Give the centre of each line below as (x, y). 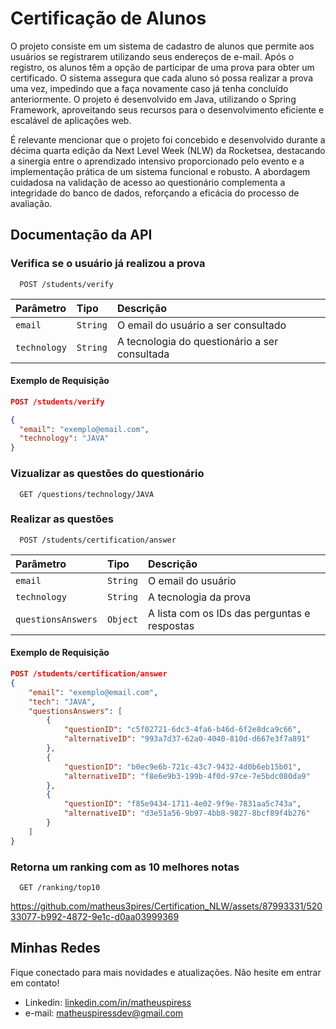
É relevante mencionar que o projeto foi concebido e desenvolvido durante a (168, 139)
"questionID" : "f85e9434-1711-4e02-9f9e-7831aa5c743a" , (182, 804)
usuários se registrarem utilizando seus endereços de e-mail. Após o (152, 56)
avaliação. (31, 203)
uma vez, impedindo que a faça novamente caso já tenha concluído (149, 88)
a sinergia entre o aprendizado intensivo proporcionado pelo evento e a (157, 161)
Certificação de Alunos (108, 18)
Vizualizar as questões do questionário (107, 474)
